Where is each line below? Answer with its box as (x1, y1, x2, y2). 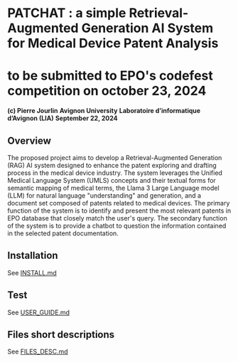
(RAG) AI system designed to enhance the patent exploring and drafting (7, 161, 217, 169)
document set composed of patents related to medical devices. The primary (7, 198, 230, 207)
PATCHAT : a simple (7, 5, 126, 21)
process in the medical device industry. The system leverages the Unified (7, 169, 222, 177)
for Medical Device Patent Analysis (7, 36, 219, 51)
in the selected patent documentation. (7, 229, 119, 238)
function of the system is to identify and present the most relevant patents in (7, 206, 232, 215)
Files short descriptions (7, 329, 115, 341)
